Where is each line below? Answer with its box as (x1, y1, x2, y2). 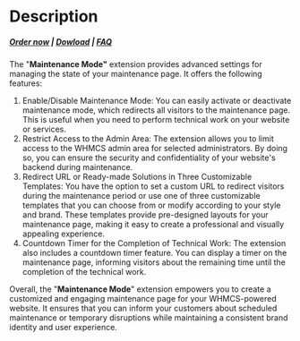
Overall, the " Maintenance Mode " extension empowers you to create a (9, 284, 271, 294)
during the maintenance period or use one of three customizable (21, 191, 261, 201)
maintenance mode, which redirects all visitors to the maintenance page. (21, 105, 291, 115)
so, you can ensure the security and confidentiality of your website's (21, 152, 276, 163)
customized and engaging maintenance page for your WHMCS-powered (9, 294, 277, 304)
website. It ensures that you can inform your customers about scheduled (9, 303, 278, 314)
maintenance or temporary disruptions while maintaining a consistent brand (9, 312, 288, 323)
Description (9, 6, 99, 27)
